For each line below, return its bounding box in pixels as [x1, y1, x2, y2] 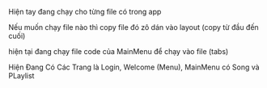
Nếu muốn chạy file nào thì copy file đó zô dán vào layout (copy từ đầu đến [8, 23, 259, 31]
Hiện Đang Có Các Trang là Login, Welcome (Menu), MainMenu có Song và [8, 62, 261, 72]
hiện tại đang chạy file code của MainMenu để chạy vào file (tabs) [8, 47, 229, 56]
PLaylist [8, 71, 35, 80]
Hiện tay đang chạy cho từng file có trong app [8, 7, 162, 16]
